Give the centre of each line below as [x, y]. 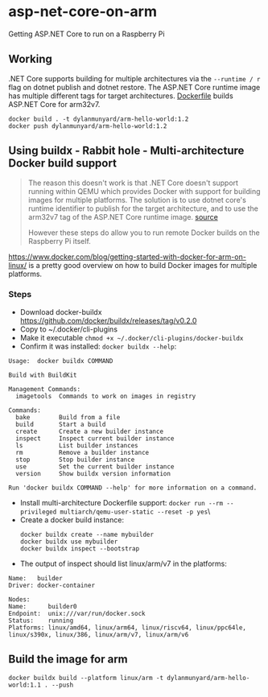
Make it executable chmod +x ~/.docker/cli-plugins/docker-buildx [132, 337]
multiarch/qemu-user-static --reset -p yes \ [135, 511]
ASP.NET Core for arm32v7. [54, 104]
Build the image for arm [68, 660]
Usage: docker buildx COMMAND [61, 361]
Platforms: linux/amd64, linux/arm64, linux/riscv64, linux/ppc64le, [128, 627]
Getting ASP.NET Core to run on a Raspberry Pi [87, 34]
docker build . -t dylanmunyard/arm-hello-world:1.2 [99, 119]
